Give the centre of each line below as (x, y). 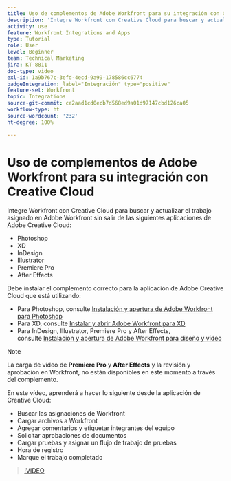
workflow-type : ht (33, 109)
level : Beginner (30, 52)
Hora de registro (40, 450)
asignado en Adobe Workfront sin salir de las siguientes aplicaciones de (109, 218)
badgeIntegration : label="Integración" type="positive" (89, 84)
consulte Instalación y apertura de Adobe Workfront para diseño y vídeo (119, 339)
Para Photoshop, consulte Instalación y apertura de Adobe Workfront (115, 309)
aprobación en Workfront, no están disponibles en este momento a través (111, 372)
